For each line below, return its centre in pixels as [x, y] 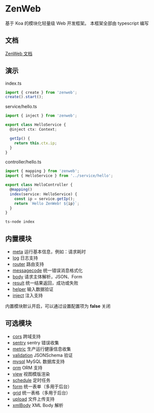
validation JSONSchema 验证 [42, 355]
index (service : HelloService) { [44, 194]
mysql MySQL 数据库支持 [39, 361]
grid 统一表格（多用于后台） [41, 392]
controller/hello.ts [23, 162]
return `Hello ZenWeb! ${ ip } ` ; [47, 203]
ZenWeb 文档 [19, 54]
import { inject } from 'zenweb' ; [41, 116]
